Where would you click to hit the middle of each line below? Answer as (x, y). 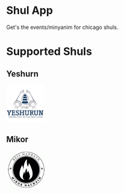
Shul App (29, 11)
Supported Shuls (49, 52)
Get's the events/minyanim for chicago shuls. (62, 27)
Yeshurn (23, 74)
